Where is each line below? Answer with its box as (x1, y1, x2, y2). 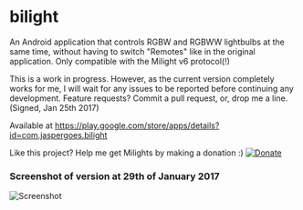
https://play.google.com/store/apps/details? (54, 120, 220, 131)
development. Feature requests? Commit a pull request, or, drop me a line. (9, 93, 288, 104)
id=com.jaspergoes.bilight (9, 129, 108, 140)
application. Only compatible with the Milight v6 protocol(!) (9, 55, 231, 66)
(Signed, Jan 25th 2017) (9, 102, 99, 113)
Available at (9, 120, 53, 131)
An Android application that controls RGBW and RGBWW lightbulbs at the (9, 36, 285, 47)
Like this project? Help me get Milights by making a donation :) (9, 147, 244, 158)
